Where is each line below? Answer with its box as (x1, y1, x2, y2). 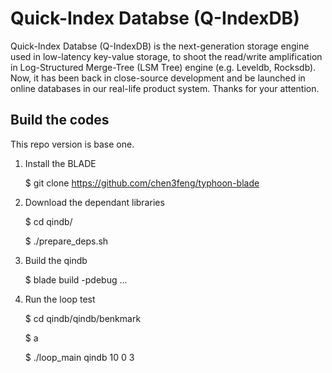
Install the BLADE (24, 157, 97, 169)
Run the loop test (24, 293, 96, 305)
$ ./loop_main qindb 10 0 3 (24, 351, 135, 363)
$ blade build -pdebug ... (24, 273, 128, 286)
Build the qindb (24, 254, 88, 266)
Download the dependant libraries (24, 196, 165, 208)
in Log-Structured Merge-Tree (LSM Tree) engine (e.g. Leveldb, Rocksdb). (10, 61, 317, 73)
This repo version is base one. (10, 138, 135, 150)
